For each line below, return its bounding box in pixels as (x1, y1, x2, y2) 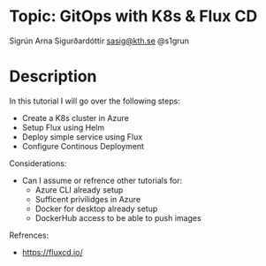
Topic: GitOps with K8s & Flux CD (9, 6, 258, 27)
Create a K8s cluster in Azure (21, 112, 130, 123)
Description (9, 66, 97, 87)
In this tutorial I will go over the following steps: (9, 95, 181, 106)
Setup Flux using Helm (21, 122, 104, 133)
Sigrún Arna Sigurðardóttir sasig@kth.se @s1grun (9, 35, 190, 46)
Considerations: (9, 157, 67, 169)
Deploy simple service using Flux (21, 131, 143, 142)
